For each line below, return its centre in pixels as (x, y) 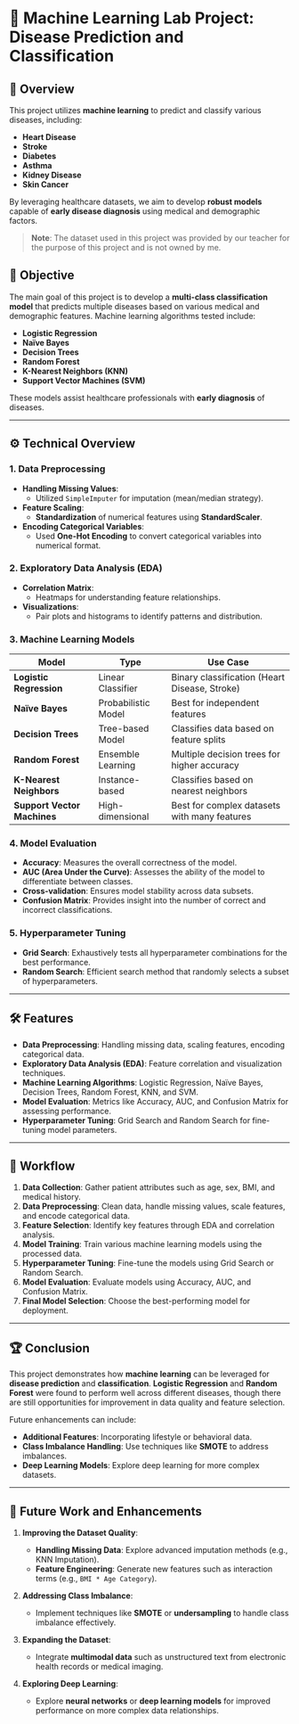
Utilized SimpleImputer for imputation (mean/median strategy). (149, 497)
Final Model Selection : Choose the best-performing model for (136, 1301)
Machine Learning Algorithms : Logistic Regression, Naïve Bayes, (143, 1082)
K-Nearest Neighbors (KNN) (75, 371)
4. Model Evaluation (53, 843)
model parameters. (82, 1129)
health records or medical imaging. (99, 1666)
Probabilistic (124, 703)
